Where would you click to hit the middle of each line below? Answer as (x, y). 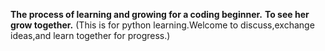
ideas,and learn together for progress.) (90, 35)
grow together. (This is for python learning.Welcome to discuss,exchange (162, 25)
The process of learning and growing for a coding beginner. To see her (160, 14)
